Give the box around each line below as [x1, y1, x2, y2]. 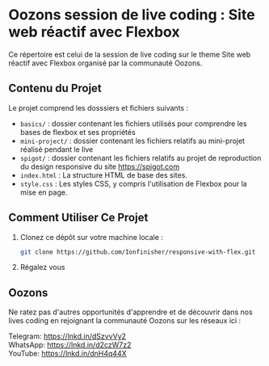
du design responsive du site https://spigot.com [19, 162, 180, 171]
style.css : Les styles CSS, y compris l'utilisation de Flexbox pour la [19, 179, 248, 188]
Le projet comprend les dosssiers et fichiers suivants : [8, 103, 188, 112]
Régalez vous [19, 263, 65, 272]
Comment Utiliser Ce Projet [8, 211, 149, 225]
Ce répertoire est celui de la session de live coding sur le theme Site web [8, 49, 251, 59]
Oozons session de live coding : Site [8, 6, 256, 24]
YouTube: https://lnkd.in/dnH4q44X [8, 349, 127, 359]
